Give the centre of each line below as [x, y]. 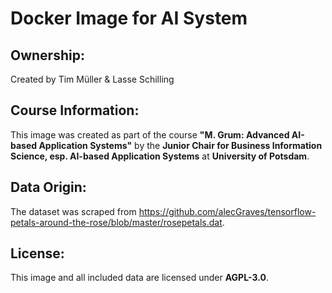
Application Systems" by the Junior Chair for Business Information [180, 145]
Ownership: [47, 55]
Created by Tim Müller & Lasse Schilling [92, 79]
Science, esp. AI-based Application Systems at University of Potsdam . [160, 156]
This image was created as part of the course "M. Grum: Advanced [150, 134]
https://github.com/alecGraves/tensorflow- [227, 211]
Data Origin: [48, 187]
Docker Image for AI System [129, 18]
